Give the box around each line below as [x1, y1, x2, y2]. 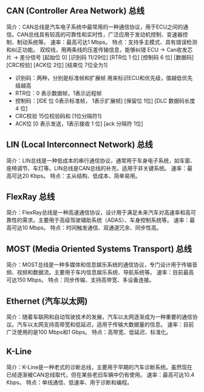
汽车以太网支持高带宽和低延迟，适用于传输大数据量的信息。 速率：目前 [16, 321, 194, 328]
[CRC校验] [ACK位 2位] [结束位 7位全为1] [6, 61, 108, 68]
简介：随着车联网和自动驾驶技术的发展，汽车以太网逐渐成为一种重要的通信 [6, 313, 192, 321]
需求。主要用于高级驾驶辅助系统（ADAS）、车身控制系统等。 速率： [22, 216, 190, 224]
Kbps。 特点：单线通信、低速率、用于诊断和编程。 [6, 379, 132, 386]
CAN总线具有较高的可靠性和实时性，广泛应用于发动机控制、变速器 [16, 30, 183, 38]
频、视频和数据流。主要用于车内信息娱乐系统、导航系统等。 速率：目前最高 [6, 269, 194, 276]
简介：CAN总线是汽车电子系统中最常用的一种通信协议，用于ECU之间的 [6, 23, 183, 30]
